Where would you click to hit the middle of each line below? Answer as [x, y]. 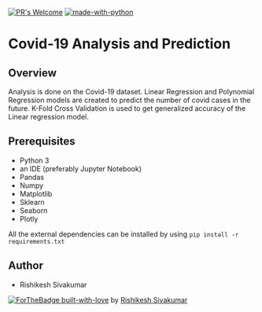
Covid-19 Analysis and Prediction [119, 44]
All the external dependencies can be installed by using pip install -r [124, 234]
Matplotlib [36, 193]
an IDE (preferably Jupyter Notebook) [81, 168]
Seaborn [33, 210]
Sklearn [32, 202]
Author [26, 266]
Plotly [29, 218]
